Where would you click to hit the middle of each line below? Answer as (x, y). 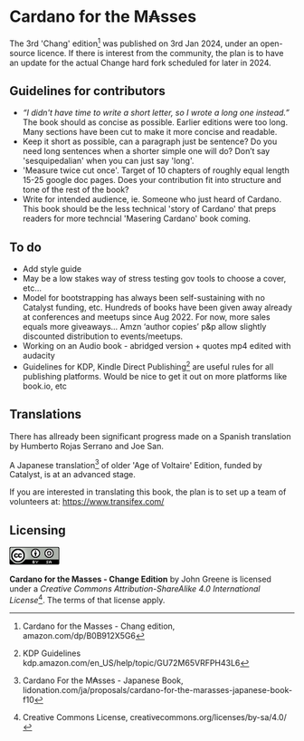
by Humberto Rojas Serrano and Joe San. (87, 446)
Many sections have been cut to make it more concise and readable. (150, 132)
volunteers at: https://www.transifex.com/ (87, 502)
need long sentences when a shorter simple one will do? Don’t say (146, 151)
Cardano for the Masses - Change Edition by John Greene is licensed (140, 579)
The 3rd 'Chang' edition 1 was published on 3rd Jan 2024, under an (134, 43)
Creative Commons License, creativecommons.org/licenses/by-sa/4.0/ (154, 717)
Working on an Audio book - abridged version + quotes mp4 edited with (157, 346)
